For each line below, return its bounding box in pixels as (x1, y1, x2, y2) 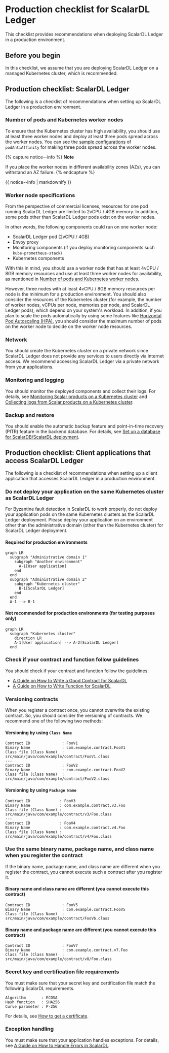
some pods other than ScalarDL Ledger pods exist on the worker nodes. (5, 214, 156, 220)
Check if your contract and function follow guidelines (5, 656, 139, 663)
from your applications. (5, 364, 54, 370)
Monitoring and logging (5, 377, 64, 384)
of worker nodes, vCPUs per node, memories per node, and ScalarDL (5, 302, 150, 308)
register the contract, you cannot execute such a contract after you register (5, 869, 162, 875)
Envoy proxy (12, 239, 39, 245)
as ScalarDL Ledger (5, 494, 55, 501)
